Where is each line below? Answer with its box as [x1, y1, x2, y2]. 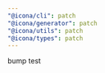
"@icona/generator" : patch [7, 19, 98, 27]
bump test [7, 56, 42, 66]
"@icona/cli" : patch [7, 11, 77, 20]
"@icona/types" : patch [7, 34, 83, 43]
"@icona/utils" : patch [7, 26, 83, 34]
